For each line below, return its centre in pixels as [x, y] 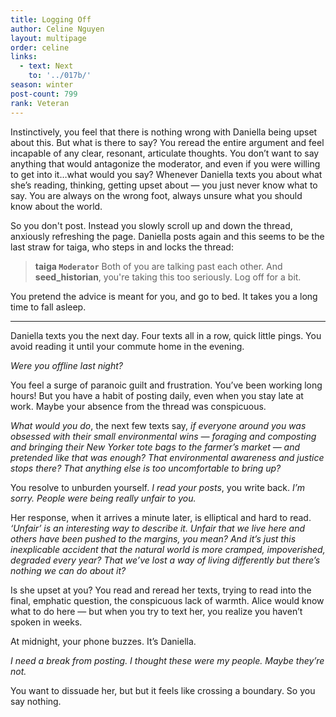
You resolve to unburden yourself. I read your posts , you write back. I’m [157, 487]
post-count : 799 [44, 94]
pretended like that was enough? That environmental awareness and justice [167, 457]
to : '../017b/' [60, 76]
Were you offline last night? [66, 365]
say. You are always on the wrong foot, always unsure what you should [156, 195]
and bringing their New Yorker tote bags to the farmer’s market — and [155, 447]
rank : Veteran [40, 103]
